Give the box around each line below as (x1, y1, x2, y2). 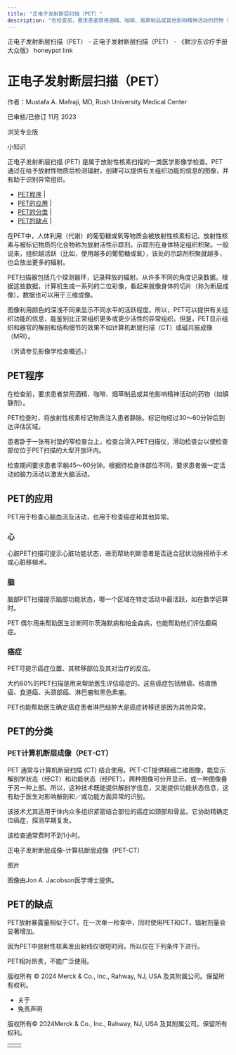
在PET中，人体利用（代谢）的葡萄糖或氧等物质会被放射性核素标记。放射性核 (7, 232, 228, 240)
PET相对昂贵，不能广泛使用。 (7, 957, 93, 965)
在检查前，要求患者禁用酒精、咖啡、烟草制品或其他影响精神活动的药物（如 (7, 390, 223, 398)
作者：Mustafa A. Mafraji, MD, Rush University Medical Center (7, 98, 188, 106)
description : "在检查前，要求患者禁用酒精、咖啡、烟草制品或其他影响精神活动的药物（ (7, 17, 230, 24)
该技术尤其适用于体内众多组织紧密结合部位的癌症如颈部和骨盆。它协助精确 (7, 807, 223, 815)
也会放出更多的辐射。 (7, 258, 69, 266)
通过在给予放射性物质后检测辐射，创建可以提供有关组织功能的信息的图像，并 (7, 166, 229, 175)
